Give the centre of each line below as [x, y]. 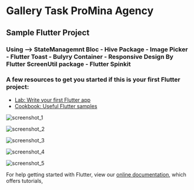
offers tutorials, [24, 181]
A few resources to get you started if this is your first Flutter [93, 79]
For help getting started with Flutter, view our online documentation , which [96, 174]
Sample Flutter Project [48, 33]
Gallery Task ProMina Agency [80, 11]
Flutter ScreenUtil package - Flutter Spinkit [68, 64]
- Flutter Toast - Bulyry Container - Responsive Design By [90, 56]
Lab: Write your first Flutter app [53, 100]
